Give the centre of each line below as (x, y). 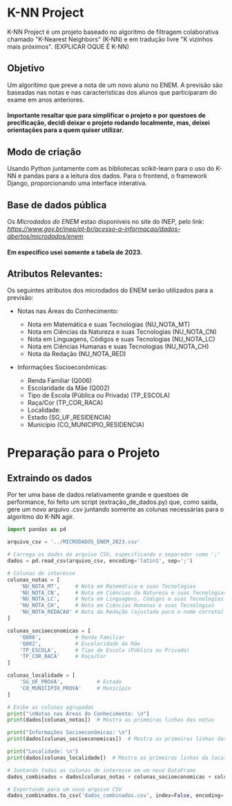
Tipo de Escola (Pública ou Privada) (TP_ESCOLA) (99, 395)
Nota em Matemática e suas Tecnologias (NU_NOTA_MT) (109, 325)
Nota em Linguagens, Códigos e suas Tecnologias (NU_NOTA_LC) (121, 339)
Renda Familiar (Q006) (59, 381)
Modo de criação (44, 152)
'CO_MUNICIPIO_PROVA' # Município (75, 688)
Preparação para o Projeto (84, 452)
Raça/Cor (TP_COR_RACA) (65, 403)
